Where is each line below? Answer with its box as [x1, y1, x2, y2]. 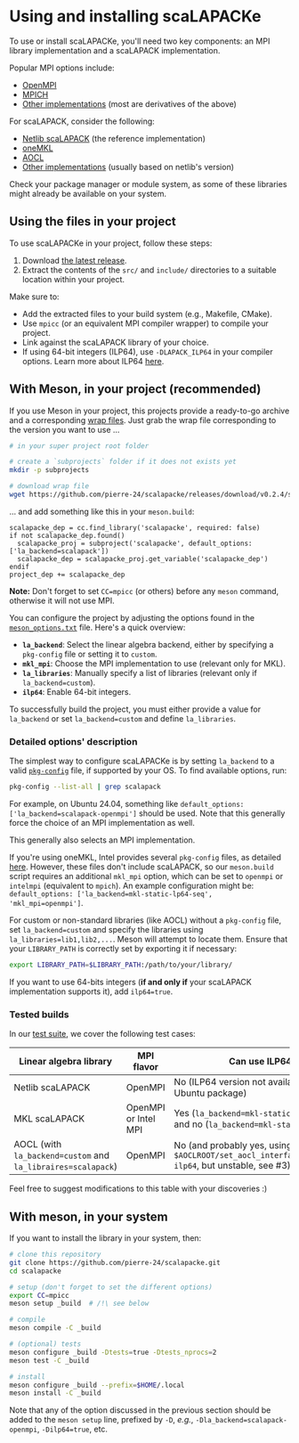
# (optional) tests [9, 1340, 82, 1349]
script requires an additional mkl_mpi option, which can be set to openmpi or [9, 871, 283, 882]
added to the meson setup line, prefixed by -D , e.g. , [9, 1414, 194, 1425]
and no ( [174, 1118, 209, 1130]
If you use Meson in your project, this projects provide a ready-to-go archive [9, 405, 290, 416]
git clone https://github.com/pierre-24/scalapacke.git [9, 1258, 221, 1267]
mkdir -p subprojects [9, 466, 90, 475]
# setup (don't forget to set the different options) [9, 1283, 214, 1292]
